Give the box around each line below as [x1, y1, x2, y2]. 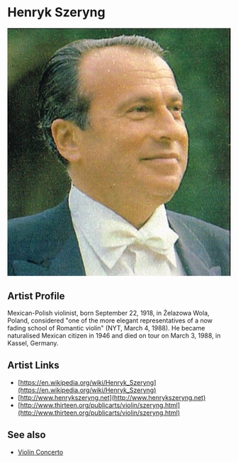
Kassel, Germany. [7, 339, 59, 347]
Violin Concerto [17, 447, 64, 456]
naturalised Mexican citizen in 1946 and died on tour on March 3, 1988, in [7, 331, 221, 340]
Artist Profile [7, 290, 65, 302]
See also [7, 429, 46, 441]
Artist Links [7, 359, 60, 372]
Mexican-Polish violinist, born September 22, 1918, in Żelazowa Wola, [7, 309, 210, 318]
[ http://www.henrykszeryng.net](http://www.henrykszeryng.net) [17, 393, 206, 401]
